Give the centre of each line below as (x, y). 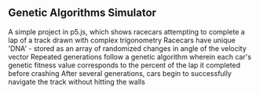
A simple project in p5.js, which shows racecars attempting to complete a (127, 31)
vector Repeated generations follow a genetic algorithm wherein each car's (130, 56)
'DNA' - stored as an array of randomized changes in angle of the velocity (128, 48)
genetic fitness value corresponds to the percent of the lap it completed (124, 65)
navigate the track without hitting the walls (77, 81)
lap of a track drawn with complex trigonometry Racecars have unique (122, 40)
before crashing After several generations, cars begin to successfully (120, 73)
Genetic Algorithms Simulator (82, 13)
